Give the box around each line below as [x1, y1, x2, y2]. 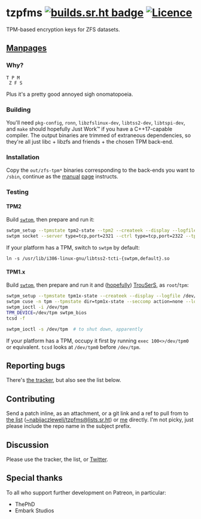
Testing [6, 188, 29, 196]
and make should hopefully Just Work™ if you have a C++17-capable [6, 125, 172, 132]
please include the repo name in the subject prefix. [6, 423, 132, 430]
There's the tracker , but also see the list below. [6, 377, 121, 384]
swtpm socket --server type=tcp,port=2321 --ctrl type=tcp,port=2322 [6, 233, 184, 239]
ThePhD [14, 500, 35, 508]
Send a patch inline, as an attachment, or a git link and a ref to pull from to [6, 410, 188, 417]
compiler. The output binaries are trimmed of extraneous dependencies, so [6, 132, 191, 139]
